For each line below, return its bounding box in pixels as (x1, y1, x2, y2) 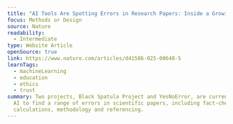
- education (13, 74, 49, 81)
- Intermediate (13, 36, 58, 43)
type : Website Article (7, 42, 73, 49)
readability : (7, 29, 45, 37)
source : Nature (7, 23, 51, 30)
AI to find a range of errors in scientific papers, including (13, 100, 200, 107)
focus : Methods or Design (7, 17, 82, 23)
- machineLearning (13, 68, 67, 74)
